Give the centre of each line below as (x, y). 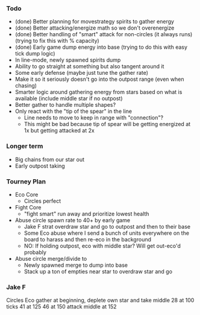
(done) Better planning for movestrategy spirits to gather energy (95, 22)
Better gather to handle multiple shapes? (65, 105)
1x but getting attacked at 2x (59, 130)
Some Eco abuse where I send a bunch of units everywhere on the (107, 233)
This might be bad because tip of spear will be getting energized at (107, 124)
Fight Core (28, 207)
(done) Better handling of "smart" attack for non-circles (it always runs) (104, 34)
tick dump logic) (35, 54)
